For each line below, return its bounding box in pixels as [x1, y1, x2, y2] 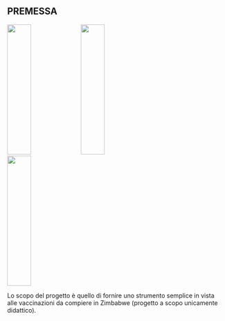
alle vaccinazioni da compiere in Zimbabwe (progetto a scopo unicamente [7, 298, 218, 307]
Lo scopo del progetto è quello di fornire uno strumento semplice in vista [7, 291, 215, 300]
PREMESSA [7, 6, 57, 17]
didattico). [7, 306, 37, 314]
